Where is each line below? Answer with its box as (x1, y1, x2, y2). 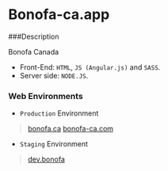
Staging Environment (19, 139, 89, 149)
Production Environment (19, 108, 99, 118)
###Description (8, 32, 59, 41)
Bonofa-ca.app (8, 6, 110, 24)
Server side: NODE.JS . (19, 70, 89, 80)
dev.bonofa (27, 154, 66, 164)
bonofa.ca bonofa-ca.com (27, 124, 113, 134)
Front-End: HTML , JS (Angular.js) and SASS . (19, 62, 161, 72)
